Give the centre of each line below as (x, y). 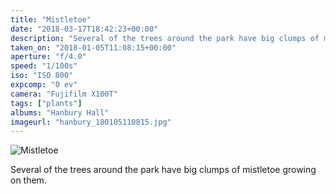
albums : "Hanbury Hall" (60, 112)
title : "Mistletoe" (51, 19)
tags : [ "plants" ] (46, 103)
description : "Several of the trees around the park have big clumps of (165, 38)
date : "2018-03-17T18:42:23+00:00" (84, 29)
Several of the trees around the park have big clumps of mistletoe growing (163, 170)
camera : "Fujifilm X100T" (64, 94)
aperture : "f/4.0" (48, 57)
